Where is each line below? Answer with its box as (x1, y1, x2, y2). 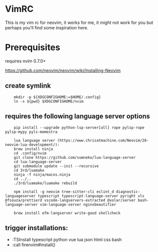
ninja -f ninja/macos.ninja (14, 172, 70, 177)
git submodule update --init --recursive (14, 164, 99, 168)
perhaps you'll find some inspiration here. (5, 24, 88, 30)
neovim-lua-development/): (5, 142, 60, 147)
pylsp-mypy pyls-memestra (5, 129, 57, 134)
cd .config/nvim (14, 150, 47, 156)
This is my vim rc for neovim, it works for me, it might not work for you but (5, 20, 154, 25)
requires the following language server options (5, 112, 150, 121)
